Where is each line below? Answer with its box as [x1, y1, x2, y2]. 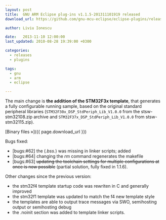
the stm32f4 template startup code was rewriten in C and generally [12, 183, 149, 189]
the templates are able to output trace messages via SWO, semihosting [12, 199, 157, 205]
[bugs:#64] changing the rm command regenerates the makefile [12, 153, 143, 159]
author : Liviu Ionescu [5, 25, 52, 30]
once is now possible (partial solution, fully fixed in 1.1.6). [12, 164, 128, 170]
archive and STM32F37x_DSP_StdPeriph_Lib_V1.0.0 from [33, 114, 145, 120]
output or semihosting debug [12, 204, 72, 210]
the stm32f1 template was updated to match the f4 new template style [12, 194, 155, 200]
